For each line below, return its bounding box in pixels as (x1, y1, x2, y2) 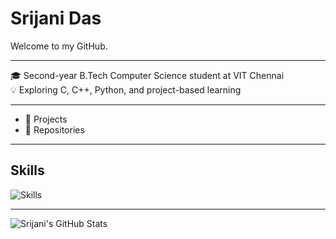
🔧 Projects (24, 113, 68, 125)
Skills (10, 162, 45, 179)
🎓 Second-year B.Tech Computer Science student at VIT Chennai (10, 69, 285, 81)
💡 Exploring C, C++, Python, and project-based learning (10, 83, 242, 96)
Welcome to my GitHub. (10, 40, 108, 52)
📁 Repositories (24, 123, 85, 136)
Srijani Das (10, 7, 102, 30)
